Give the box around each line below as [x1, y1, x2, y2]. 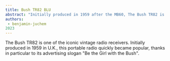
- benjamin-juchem [7, 21, 47, 26]
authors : [5, 16, 24, 21]
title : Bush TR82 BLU [5, 7, 51, 12]
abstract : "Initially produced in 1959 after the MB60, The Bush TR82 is [5, 12, 165, 17]
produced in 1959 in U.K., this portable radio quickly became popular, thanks [5, 45, 165, 51]
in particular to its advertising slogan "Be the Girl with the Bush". [5, 50, 140, 56]
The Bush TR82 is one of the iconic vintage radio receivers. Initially [5, 39, 146, 45]
